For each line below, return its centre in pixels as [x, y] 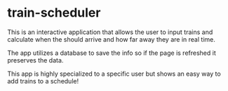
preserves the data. [35, 60]
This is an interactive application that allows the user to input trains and [110, 32]
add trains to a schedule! [43, 81]
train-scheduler [54, 13]
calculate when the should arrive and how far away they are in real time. [111, 39]
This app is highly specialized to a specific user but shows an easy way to [114, 74]
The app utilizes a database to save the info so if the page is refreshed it [112, 53]
